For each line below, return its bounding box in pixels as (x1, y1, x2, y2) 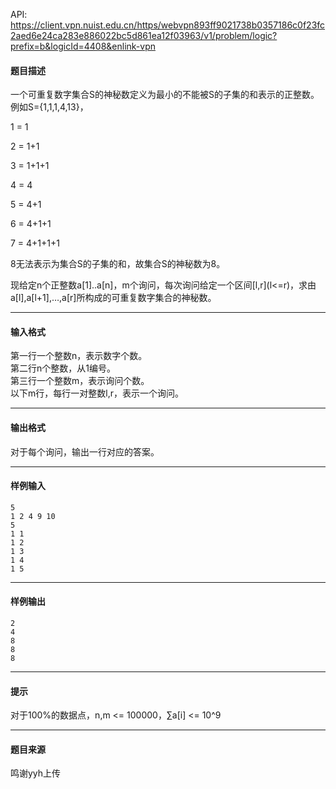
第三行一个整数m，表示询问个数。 (10, 375, 150, 387)
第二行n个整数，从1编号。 (10, 362, 116, 374)
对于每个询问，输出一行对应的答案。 (10, 445, 160, 458)
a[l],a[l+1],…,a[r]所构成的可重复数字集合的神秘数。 (10, 292, 217, 304)
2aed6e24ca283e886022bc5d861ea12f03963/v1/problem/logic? (10, 30, 278, 41)
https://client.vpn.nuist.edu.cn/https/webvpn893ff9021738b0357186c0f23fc (10, 19, 326, 31)
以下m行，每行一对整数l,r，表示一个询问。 (10, 387, 184, 399)
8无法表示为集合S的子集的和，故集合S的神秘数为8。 (10, 258, 226, 270)
